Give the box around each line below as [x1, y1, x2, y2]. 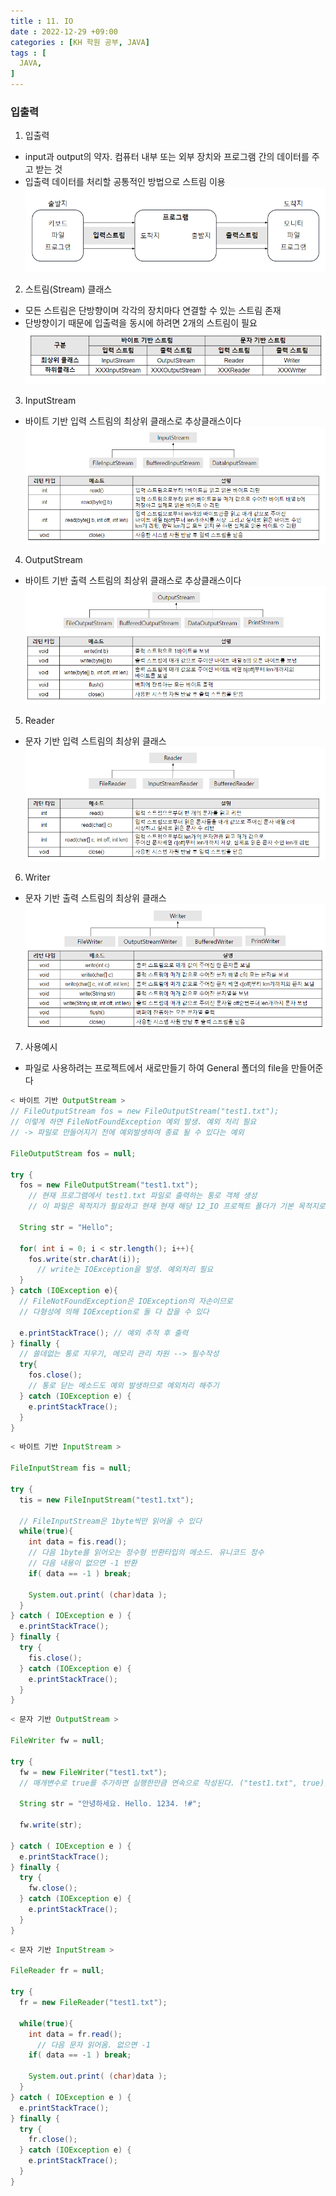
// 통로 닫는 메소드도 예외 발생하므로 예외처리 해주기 [28, 1381, 220, 1391]
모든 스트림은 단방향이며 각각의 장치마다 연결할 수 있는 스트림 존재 [24, 305, 282, 317]
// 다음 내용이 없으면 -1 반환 [28, 1558, 138, 1569]
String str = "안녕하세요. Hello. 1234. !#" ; [19, 1799, 202, 1809]
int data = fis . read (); [28, 1537, 128, 1547]
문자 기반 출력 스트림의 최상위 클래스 [24, 891, 167, 904]
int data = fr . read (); [28, 2029, 123, 2039]
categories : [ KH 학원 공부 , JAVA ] [10, 37, 150, 47]
